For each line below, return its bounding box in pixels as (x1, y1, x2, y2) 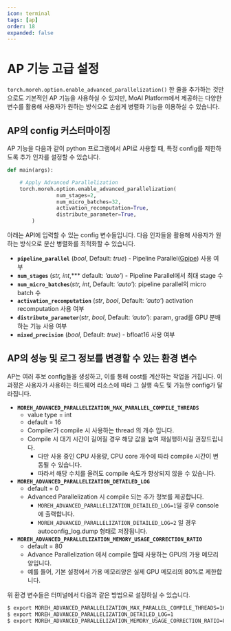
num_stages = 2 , (56, 192, 97, 199)
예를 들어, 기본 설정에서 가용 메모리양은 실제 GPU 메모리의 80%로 (27, 567, 204, 576)
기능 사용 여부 (30, 322, 67, 330)
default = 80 (27, 542, 63, 550)
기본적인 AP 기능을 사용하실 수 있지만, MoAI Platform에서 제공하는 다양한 (25, 94, 222, 102)
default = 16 (27, 418, 62, 426)
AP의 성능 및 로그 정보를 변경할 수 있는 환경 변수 (7, 352, 197, 364)
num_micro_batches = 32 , (56, 198, 122, 206)
